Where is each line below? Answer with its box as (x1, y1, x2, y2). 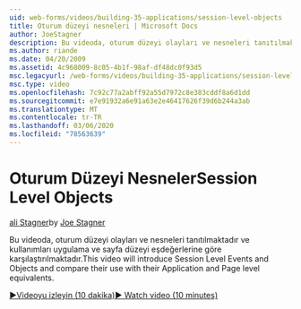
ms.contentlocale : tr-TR (9, 113, 102, 122)
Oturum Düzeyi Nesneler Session (9, 168, 258, 189)
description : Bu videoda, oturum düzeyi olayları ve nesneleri (9, 38, 251, 47)
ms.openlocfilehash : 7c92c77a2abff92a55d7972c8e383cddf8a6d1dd (9, 88, 251, 97)
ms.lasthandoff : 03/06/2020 (9, 122, 115, 131)
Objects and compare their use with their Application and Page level (9, 262, 260, 273)
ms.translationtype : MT (9, 105, 99, 114)
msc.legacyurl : (9, 72, 66, 81)
